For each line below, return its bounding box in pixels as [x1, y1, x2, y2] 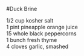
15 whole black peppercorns [6, 30, 77, 37]
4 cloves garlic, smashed [6, 43, 69, 50]
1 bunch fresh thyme [6, 37, 57, 43]
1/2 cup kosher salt [6, 17, 54, 24]
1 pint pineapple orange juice [6, 24, 79, 30]
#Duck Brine [6, 5, 37, 12]
